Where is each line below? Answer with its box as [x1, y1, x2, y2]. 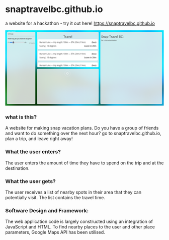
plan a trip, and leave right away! [5, 136, 73, 142]
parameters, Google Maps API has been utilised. [5, 229, 106, 235]
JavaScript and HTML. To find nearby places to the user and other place [5, 224, 155, 230]
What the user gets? [5, 177, 56, 185]
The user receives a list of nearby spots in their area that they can [5, 189, 142, 195]
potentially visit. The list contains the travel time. [5, 195, 106, 201]
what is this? [5, 113, 37, 121]
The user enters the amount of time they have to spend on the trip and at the [5, 160, 164, 166]
